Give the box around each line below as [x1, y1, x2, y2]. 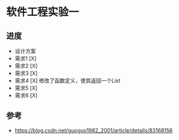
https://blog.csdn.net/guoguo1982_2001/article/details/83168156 [14, 126, 173, 134]
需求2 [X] [14, 63, 38, 69]
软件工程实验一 [6, 5, 79, 19]
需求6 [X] [14, 92, 38, 99]
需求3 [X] [14, 70, 38, 77]
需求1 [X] [14, 55, 37, 62]
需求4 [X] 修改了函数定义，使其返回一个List [14, 77, 120, 84]
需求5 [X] [14, 84, 37, 92]
